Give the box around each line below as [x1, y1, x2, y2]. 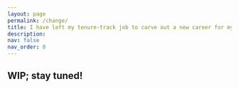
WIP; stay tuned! [7, 70, 83, 82]
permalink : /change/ [7, 17, 69, 24]
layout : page [7, 10, 46, 18]
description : [7, 30, 46, 38]
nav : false [7, 37, 40, 44]
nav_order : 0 [7, 43, 46, 51]
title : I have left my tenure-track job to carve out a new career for [7, 23, 224, 31]
